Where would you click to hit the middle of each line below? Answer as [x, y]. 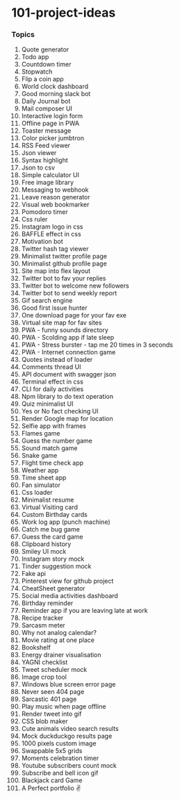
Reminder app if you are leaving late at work [84, 611]
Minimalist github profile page [64, 264]
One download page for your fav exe [74, 315]
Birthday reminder [47, 603]
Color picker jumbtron [52, 138]
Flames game [41, 434]
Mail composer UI [47, 108]
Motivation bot [42, 242]
